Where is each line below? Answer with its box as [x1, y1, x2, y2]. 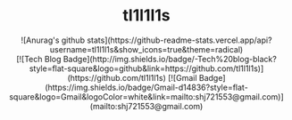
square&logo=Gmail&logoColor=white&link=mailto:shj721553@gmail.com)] [9, 91, 284, 102]
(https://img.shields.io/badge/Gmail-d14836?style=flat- [45, 82, 248, 92]
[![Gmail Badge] [167, 72, 226, 83]
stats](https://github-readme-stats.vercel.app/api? [87, 35, 272, 45]
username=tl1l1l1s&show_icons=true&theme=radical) [49, 44, 244, 54]
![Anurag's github [21, 35, 86, 45]
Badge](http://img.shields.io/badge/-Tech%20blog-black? [63, 53, 278, 64]
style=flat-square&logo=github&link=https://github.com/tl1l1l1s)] [29, 63, 264, 74]
